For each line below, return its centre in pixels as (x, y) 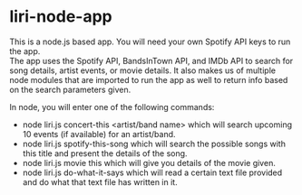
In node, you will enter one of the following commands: (112, 107)
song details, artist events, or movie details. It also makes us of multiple (143, 70)
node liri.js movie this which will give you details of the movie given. (149, 162)
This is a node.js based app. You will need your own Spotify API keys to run (150, 42)
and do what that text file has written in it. (100, 181)
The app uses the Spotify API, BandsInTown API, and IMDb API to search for (151, 60)
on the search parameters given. (70, 89)
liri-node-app (61, 17)
